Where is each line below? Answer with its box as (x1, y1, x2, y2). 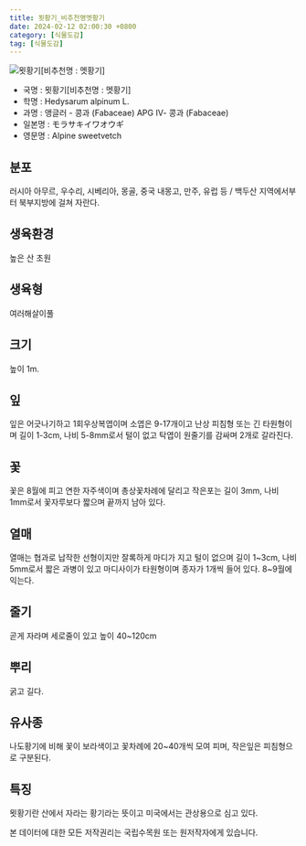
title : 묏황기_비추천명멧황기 (9, 13, 105, 23)
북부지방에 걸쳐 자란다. (18, 198, 100, 209)
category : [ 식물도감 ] (9, 30, 84, 39)
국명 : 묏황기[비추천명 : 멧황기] (22, 84, 132, 96)
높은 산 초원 (9, 252, 52, 263)
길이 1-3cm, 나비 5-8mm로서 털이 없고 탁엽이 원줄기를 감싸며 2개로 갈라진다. (18, 430, 294, 441)
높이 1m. (9, 363, 39, 374)
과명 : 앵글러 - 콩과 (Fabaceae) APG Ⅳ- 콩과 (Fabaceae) (22, 107, 229, 119)
